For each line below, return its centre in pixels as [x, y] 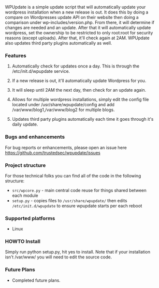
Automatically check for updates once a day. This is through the [76, 66]
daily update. [25, 124]
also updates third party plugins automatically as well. [58, 43]
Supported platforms [30, 218]
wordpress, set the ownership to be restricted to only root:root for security [79, 33]
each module [25, 195]
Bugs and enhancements [35, 137]
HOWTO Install [23, 241]
